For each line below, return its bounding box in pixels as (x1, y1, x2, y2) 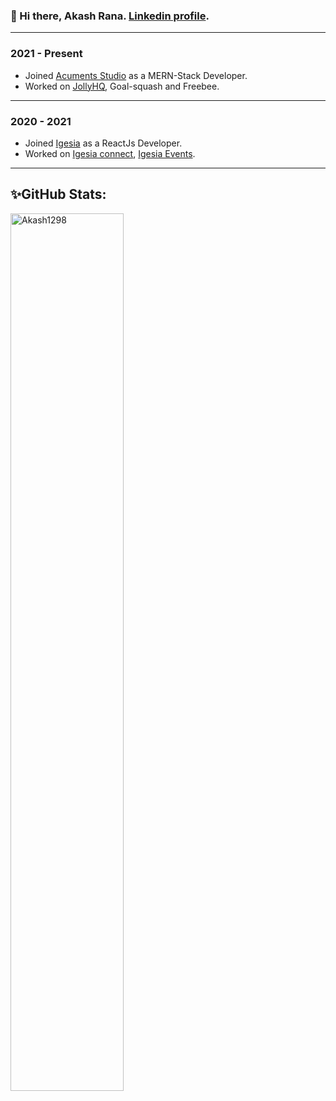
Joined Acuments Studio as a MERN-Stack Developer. (24, 69, 248, 81)
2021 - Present (10, 47, 83, 61)
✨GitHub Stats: (10, 186, 107, 203)
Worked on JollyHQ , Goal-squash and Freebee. (24, 80, 220, 92)
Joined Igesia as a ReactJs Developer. (24, 137, 183, 149)
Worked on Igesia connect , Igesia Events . (24, 147, 196, 159)
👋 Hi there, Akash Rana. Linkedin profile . (10, 9, 210, 23)
